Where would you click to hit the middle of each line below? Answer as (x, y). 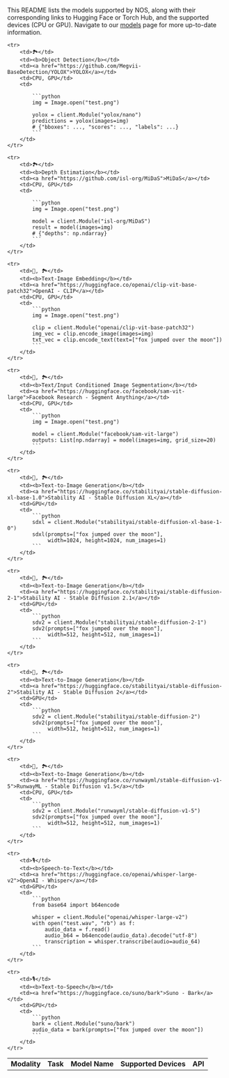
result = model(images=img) (73, 227)
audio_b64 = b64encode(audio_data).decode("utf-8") (121, 936)
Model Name (92, 1064)
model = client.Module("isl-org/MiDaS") (92, 221)
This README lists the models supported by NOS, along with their (102, 10)
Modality (26, 1064)
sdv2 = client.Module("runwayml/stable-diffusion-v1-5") (116, 811)
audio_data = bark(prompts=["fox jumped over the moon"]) (118, 1030)
